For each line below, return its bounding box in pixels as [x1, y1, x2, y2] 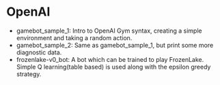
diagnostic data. [16, 48, 62, 56]
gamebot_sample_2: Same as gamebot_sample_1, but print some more [16, 41, 214, 49]
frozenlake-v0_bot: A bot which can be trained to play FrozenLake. [16, 55, 204, 63]
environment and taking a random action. [16, 33, 133, 41]
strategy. [16, 69, 42, 78]
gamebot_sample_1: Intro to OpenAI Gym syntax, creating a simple [16, 27, 202, 35]
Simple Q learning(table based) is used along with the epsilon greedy [16, 63, 211, 71]
